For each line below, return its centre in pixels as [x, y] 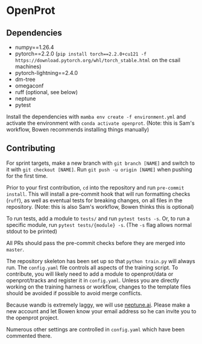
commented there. [29, 336]
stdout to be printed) [32, 231]
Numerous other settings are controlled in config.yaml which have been [96, 329]
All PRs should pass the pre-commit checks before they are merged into [96, 243]
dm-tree [25, 79]
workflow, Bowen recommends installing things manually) [78, 129]
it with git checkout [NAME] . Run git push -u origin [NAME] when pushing [99, 169]
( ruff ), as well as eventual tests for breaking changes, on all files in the [94, 200]
